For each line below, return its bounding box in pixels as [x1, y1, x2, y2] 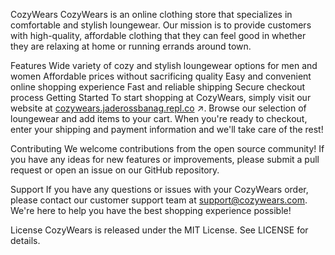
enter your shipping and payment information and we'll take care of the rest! [10, 124, 324, 135]
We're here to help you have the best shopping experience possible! [10, 205, 292, 216]
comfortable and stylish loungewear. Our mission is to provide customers [10, 19, 312, 31]
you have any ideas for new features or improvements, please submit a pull [10, 154, 320, 165]
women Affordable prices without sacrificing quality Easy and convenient [10, 70, 312, 82]
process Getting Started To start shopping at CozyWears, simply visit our [10, 92, 312, 103]
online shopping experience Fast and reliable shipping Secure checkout [10, 81, 306, 93]
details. [10, 235, 41, 246]
